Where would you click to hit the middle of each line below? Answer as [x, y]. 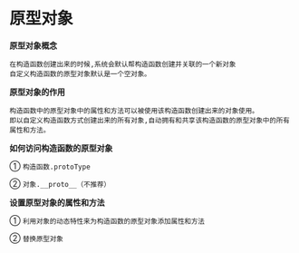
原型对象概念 [33, 45]
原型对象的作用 [37, 92]
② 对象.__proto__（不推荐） [60, 183]
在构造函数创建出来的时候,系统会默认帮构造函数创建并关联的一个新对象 [123, 64]
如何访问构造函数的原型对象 [61, 148]
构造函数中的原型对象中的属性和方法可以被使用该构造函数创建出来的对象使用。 [134, 111]
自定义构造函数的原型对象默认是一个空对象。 [80, 73]
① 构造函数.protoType [50, 166]
